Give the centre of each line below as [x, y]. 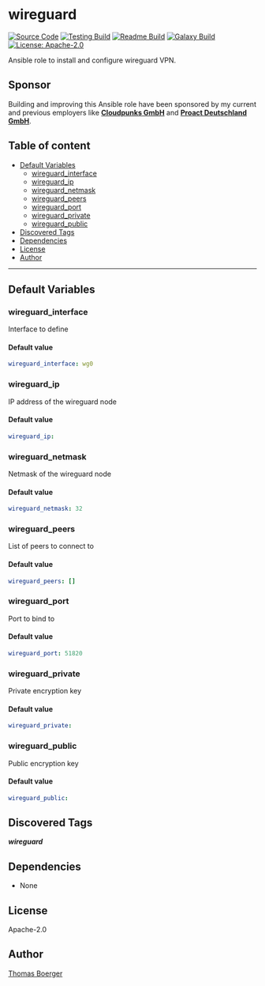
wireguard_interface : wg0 [50, 364]
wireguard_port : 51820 [45, 653]
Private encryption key [45, 691]
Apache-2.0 [28, 930]
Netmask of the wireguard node [60, 474]
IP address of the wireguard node [62, 402]
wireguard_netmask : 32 [45, 509]
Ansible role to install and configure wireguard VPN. [92, 60]
